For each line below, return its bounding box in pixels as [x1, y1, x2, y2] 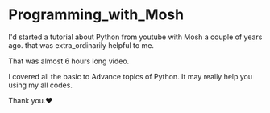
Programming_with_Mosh [8, 6, 184, 24]
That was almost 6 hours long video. [8, 56, 130, 66]
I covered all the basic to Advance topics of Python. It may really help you [8, 71, 253, 81]
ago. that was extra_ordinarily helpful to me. [8, 40, 155, 50]
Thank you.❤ [8, 95, 53, 105]
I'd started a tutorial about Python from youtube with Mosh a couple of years [8, 32, 263, 42]
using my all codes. [8, 80, 73, 90]
